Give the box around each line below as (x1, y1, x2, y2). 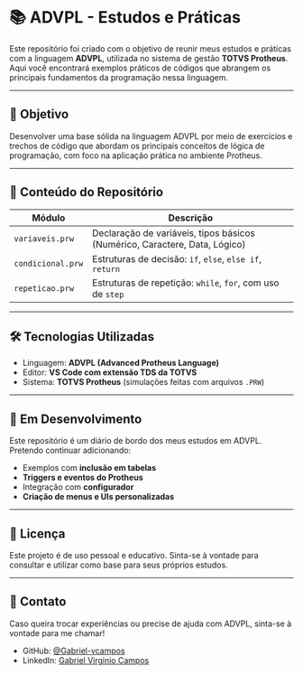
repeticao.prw (14, 283, 75, 294)
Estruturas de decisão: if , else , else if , (91, 252, 262, 265)
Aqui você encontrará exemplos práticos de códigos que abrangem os (9, 62, 271, 73)
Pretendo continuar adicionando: (9, 445, 132, 456)
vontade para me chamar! (9, 627, 106, 638)
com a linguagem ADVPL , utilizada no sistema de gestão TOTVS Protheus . (9, 52, 289, 63)
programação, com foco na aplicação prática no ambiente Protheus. (9, 150, 263, 161)
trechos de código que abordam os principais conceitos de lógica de (9, 140, 265, 151)
